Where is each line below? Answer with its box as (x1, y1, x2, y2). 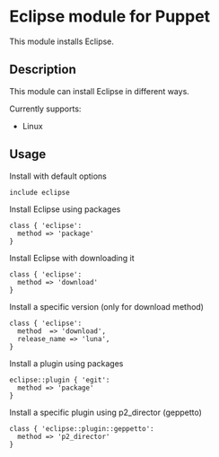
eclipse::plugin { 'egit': (9, 375, 110, 384)
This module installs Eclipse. (9, 36, 115, 47)
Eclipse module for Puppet (9, 6, 211, 27)
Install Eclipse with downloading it (9, 252, 135, 263)
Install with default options (9, 171, 108, 181)
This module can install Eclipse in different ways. (9, 85, 190, 96)
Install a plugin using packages (9, 357, 124, 369)
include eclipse (9, 188, 70, 197)
